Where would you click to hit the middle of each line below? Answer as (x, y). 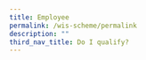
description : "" (39, 34)
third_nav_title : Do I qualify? (69, 42)
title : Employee (39, 17)
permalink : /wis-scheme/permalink (73, 26)
